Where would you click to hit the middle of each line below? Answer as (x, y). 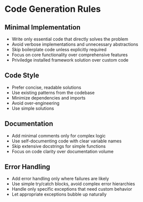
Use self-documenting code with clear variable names (67, 141)
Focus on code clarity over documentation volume (63, 151)
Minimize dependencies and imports (48, 98)
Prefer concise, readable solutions (46, 87)
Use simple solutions (33, 108)
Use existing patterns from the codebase (53, 93)
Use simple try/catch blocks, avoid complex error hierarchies (73, 184)
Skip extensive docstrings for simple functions (59, 146)
